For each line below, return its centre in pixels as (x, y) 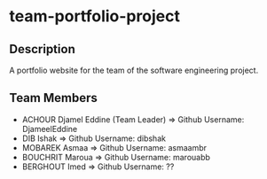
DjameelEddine (50, 128)
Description (42, 49)
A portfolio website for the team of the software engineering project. (134, 70)
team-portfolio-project (94, 16)
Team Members (53, 98)
